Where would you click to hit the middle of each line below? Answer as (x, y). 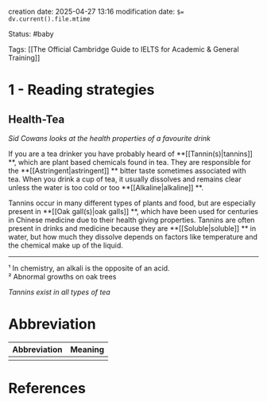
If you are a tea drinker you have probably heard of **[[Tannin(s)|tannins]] (130, 154)
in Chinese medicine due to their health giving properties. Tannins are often (132, 220)
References (47, 388)
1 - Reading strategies (81, 90)
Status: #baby (31, 34)
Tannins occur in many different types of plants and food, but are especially (132, 203)
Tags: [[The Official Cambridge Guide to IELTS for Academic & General (124, 49)
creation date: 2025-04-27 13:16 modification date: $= (96, 12)
